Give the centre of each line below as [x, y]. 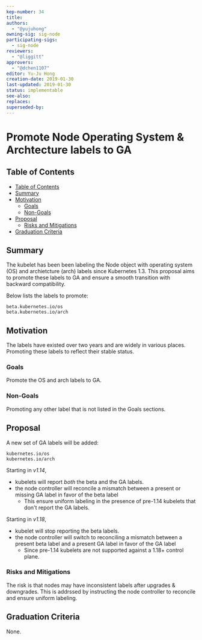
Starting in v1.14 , [26, 470]
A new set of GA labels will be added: [53, 442]
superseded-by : [25, 107]
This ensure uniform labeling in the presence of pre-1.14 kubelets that [110, 501]
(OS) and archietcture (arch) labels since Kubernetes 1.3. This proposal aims [100, 271]
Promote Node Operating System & [95, 137]
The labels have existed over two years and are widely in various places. [96, 345]
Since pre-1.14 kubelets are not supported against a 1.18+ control [104, 550]
